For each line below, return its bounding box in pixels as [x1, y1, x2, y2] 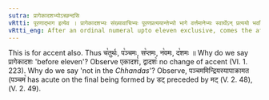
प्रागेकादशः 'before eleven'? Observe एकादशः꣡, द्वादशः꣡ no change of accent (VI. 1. [8, 57, 248, 67]
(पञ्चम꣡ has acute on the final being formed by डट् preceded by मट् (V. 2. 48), [8, 75, 253, 84]
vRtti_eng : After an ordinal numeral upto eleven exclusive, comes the [8, 26, 252, 34]
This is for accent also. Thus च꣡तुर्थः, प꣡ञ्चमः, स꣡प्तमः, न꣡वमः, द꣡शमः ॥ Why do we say [8, 48, 249, 58]
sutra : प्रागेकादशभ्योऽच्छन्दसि [8, 11, 80, 20]
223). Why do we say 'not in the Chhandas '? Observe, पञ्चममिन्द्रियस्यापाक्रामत [8, 66, 250, 75]
